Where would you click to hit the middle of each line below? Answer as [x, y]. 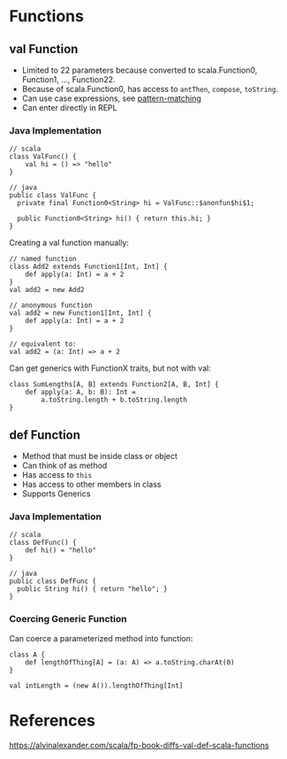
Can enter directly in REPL [69, 107]
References [52, 721]
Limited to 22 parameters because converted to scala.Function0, [140, 70]
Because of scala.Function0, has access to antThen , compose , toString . [150, 89]
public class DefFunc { [53, 581]
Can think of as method [64, 465]
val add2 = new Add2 [47, 290]
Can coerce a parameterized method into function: [101, 638]
